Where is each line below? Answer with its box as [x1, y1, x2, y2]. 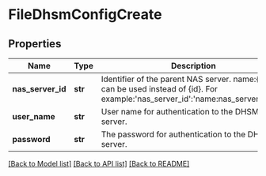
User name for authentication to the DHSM [101, 107, 260, 117]
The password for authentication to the [101, 129, 246, 140]
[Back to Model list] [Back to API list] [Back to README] [8, 159, 190, 168]
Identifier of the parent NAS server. [101, 73, 232, 84]
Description [170, 61, 216, 71]
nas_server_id [12, 84, 66, 94]
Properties [8, 37, 62, 51]
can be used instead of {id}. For [101, 84, 218, 94]
